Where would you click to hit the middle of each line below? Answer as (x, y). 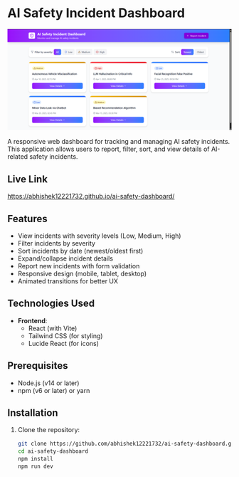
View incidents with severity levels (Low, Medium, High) (99, 236)
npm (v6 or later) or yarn (54, 390)
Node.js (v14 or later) (48, 383)
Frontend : (32, 320)
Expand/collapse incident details (65, 258)
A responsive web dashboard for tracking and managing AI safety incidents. (119, 142)
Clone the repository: (49, 430)
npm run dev (35, 467)
